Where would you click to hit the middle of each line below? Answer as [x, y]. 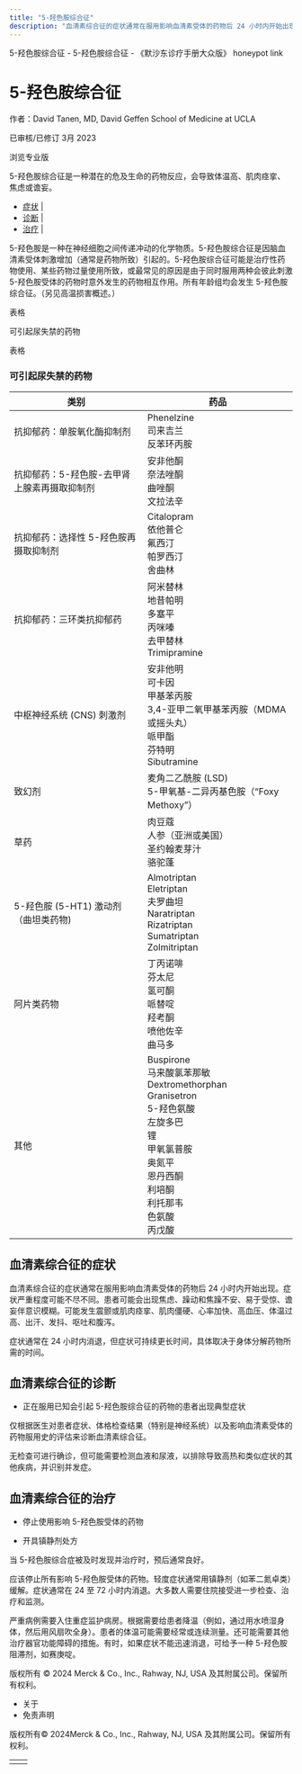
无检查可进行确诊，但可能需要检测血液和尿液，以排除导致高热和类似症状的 [147, 1456]
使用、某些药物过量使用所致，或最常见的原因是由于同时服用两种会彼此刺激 [155, 271]
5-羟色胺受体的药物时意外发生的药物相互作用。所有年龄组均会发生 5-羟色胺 [149, 282]
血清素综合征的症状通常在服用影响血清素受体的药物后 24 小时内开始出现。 [147, 1288]
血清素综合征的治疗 [62, 1498]
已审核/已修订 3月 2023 [53, 138]
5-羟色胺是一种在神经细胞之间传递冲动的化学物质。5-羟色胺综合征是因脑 [144, 248]
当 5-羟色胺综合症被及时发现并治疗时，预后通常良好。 [109, 1560]
